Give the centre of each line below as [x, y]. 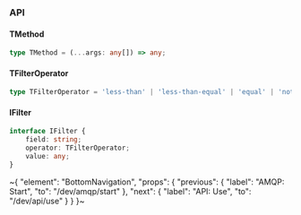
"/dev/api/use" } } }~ [47, 201]
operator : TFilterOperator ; [77, 148]
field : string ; [54, 140]
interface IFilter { [48, 132]
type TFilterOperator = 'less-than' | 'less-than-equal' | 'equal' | [142, 92]
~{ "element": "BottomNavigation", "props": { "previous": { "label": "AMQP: [147, 182]
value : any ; [47, 156]
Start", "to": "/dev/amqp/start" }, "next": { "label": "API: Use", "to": [130, 191]
